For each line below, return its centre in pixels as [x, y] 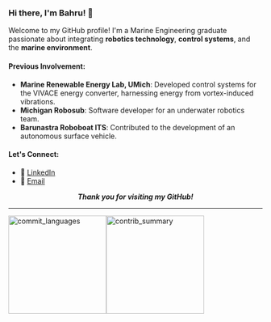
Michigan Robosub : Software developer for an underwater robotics [132, 110]
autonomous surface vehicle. [68, 136]
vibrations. [38, 101]
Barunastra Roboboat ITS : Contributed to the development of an [127, 127]
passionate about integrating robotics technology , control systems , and [129, 39]
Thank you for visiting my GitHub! [135, 197]
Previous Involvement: [47, 66]
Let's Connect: [33, 155]
